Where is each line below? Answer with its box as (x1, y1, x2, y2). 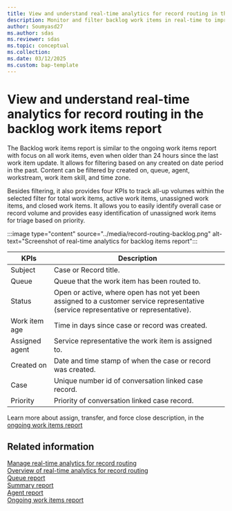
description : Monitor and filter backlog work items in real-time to (7, 17, 212, 24)
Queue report (7, 474, 46, 482)
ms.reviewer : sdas (7, 36, 60, 43)
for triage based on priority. (7, 216, 86, 224)
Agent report (7, 489, 43, 497)
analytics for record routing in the (7, 106, 204, 122)
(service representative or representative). (54, 305, 192, 314)
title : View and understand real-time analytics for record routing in (7, 10, 217, 17)
